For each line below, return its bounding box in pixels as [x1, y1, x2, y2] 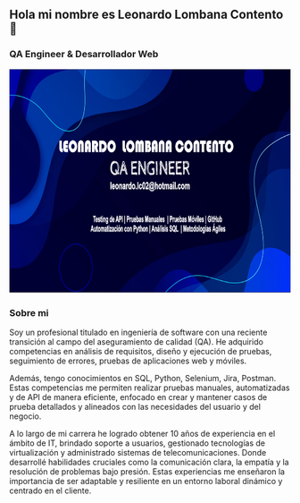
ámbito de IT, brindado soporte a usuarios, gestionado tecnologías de [9, 438, 266, 448]
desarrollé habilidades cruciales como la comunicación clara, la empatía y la [9, 456, 289, 467]
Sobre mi [9, 306, 49, 319]
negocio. [9, 411, 42, 422]
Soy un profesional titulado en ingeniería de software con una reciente [9, 327, 268, 337]
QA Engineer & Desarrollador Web [9, 48, 159, 61]
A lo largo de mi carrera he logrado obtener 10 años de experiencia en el [9, 428, 276, 439]
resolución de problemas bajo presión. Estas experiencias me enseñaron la [9, 465, 286, 477]
